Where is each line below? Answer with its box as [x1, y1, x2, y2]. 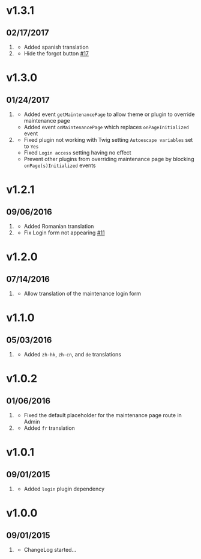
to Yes [23, 142, 39, 150]
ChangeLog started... [23, 546, 77, 553]
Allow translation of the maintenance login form [23, 290, 142, 297]
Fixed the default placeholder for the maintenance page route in [23, 412, 182, 418]
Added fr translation [23, 424, 75, 432]
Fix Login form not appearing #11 [23, 229, 105, 236]
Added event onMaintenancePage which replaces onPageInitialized [23, 124, 189, 130]
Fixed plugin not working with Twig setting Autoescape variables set [23, 136, 193, 143]
